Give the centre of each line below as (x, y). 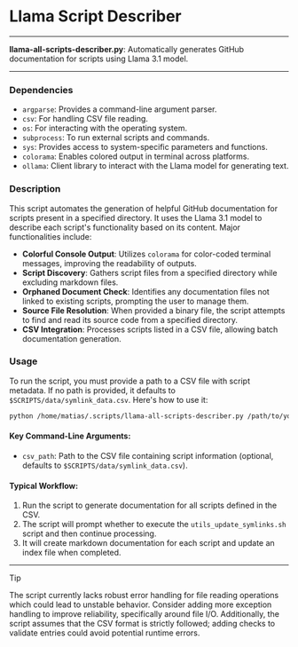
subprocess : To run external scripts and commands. (116, 138)
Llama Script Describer (95, 16)
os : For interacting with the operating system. (105, 128)
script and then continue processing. (89, 533)
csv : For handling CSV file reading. (85, 119)
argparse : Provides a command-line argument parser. (119, 109)
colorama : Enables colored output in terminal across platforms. (136, 156)
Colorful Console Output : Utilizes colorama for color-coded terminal (146, 254)
